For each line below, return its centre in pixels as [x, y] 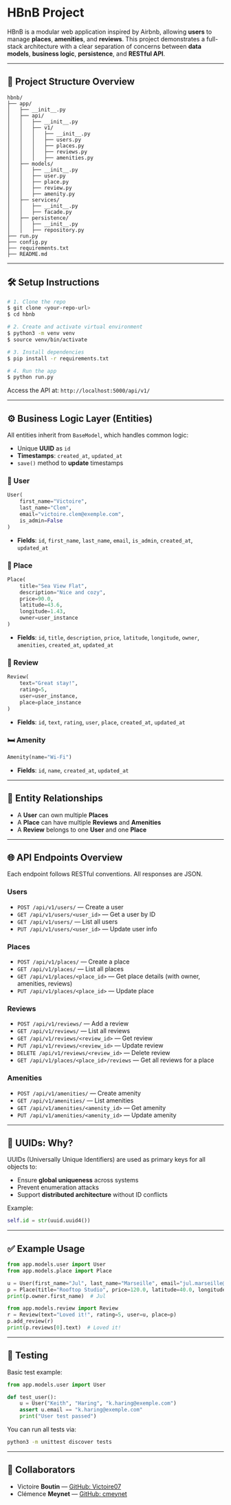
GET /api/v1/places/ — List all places [70, 968]
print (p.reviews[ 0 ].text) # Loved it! [64, 1328]
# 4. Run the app [32, 371]
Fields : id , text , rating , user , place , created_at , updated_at [101, 722]
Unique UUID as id [44, 448]
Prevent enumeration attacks [58, 1187]
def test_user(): [32, 1397]
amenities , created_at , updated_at [65, 645]
